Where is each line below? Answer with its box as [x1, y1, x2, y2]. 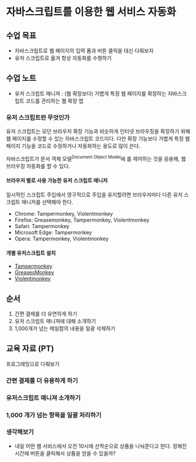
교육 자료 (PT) [6, 344, 54, 354]
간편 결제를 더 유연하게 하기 [14, 310, 78, 317]
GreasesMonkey [14, 269, 54, 276]
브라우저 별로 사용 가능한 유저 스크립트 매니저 [6, 177, 108, 184]
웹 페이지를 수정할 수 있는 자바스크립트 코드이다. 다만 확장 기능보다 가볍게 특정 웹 [6, 135, 190, 142]
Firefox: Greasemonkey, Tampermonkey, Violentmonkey [14, 216, 150, 223]
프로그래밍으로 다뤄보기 [6, 360, 60, 367]
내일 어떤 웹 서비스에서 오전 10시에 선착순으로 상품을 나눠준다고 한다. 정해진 [14, 442, 187, 449]
